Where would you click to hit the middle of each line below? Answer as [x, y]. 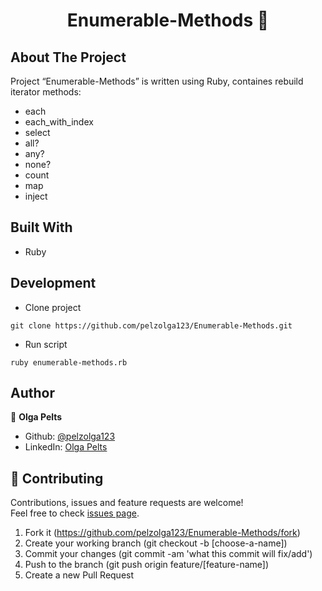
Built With [41, 227]
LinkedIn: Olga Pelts [66, 447]
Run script [46, 344]
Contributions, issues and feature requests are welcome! [127, 503]
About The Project [68, 57]
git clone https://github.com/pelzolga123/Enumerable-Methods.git [151, 325]
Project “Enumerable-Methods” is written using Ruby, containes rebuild [157, 81]
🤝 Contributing [57, 478]
